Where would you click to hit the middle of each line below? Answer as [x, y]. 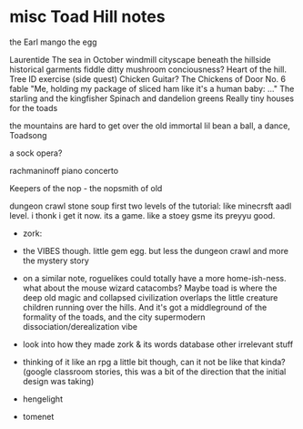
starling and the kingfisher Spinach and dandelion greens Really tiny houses [151, 98]
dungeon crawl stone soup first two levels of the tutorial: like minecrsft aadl [151, 206]
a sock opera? [36, 153]
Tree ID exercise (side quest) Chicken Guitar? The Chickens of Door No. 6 [148, 78]
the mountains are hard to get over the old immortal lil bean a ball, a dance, [150, 126]
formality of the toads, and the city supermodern [114, 317]
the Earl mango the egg [53, 42]
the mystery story [56, 260]
